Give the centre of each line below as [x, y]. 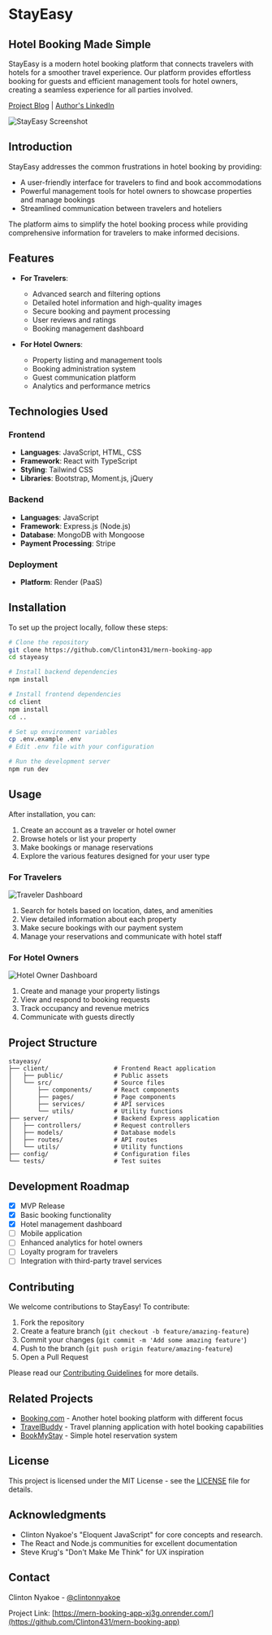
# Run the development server [60, 762]
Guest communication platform [84, 377]
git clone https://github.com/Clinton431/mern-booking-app [110, 650]
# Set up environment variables [63, 732]
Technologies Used [58, 412]
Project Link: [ [32, 1613]
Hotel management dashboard [71, 1224]
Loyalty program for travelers [69, 1252]
